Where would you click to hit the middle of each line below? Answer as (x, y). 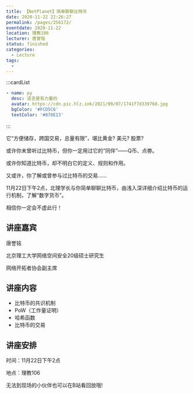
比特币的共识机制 (35, 303)
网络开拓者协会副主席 (31, 268)
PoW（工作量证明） (38, 310)
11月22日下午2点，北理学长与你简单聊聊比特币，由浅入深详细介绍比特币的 (95, 188)
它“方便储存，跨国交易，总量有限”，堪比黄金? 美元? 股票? (75, 138)
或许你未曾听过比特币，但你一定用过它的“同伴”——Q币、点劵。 (82, 150)
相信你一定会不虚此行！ (34, 208)
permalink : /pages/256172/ (39, 22)
